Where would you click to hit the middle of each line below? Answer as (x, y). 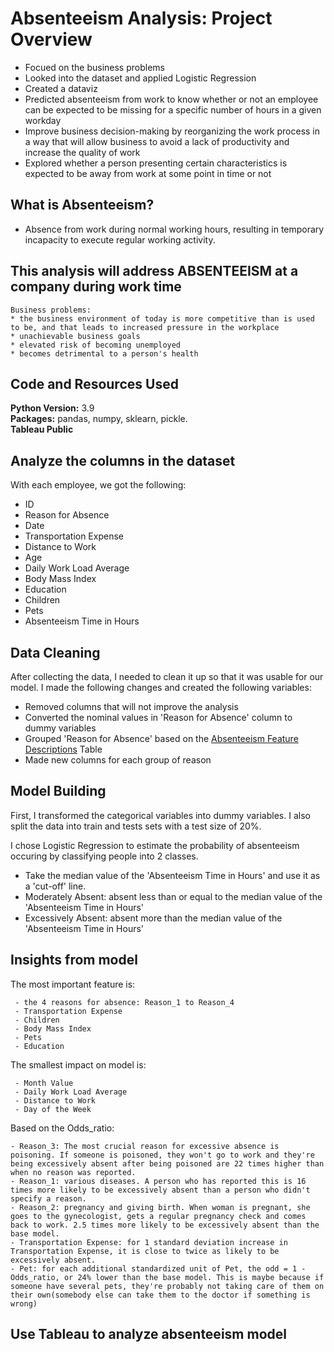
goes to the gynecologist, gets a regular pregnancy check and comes (158, 1216)
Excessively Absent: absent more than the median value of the (153, 918)
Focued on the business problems (94, 67)
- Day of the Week (53, 1109)
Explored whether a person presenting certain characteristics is (156, 163)
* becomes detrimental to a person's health (104, 353)
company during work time (96, 287)
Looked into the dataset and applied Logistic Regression (140, 78)
